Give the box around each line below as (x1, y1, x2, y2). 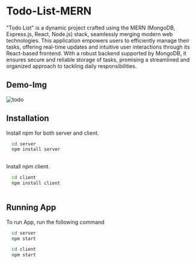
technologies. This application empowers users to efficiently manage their (6, 37, 190, 44)
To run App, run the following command (6, 218, 105, 226)
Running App (6, 203, 57, 213)
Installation (6, 113, 49, 124)
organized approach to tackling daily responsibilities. (6, 62, 137, 70)
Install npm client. (6, 163, 50, 170)
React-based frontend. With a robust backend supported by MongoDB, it (6, 49, 186, 57)
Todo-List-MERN (6, 4, 92, 18)
